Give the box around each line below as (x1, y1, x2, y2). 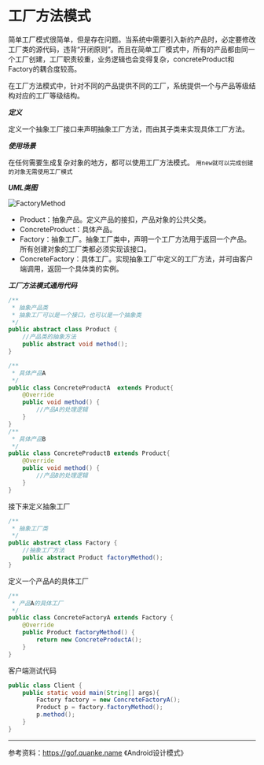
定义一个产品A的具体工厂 (8, 576, 89, 586)
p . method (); (36, 711, 76, 719)
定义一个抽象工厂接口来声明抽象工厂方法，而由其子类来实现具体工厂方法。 (8, 124, 249, 134)
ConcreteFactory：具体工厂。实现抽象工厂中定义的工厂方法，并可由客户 (19, 253, 254, 264)
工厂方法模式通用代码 (8, 280, 77, 290)
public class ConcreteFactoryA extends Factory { (8, 614, 174, 622)
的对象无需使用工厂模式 (8, 168, 73, 176)
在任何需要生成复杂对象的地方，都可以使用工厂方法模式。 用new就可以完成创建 (8, 157, 254, 167)
